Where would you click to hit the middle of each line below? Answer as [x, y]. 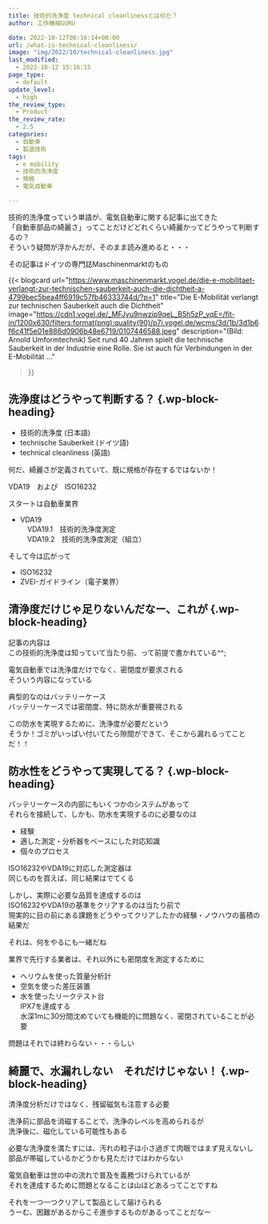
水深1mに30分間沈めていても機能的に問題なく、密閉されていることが [134, 1016]
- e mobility [37, 164]
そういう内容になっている [50, 679]
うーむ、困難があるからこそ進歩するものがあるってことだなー [110, 1212]
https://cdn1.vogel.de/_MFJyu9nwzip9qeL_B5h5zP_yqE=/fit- [136, 314]
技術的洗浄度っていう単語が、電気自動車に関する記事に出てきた [113, 217]
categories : [28, 134]
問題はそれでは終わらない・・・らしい [71, 1043]
